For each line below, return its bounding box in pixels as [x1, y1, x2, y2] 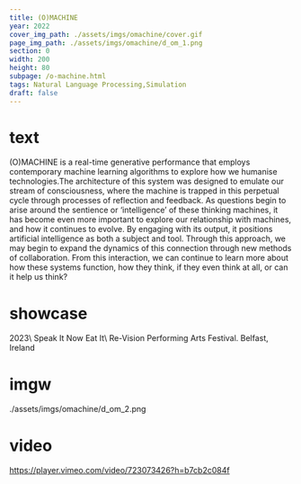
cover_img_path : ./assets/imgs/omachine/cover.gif [9, 30, 203, 39]
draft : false [9, 88, 58, 97]
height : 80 [9, 64, 50, 73]
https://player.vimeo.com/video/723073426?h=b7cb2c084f [9, 465, 231, 476]
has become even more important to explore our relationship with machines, [9, 214, 292, 225]
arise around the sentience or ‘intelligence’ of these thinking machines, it [9, 204, 279, 216]
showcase [9, 303, 88, 324]
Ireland [9, 343, 36, 354]
